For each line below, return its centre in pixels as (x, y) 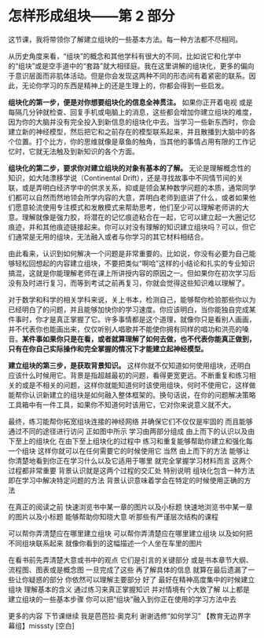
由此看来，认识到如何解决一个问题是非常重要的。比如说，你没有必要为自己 (128, 253)
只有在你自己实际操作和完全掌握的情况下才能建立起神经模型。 (108, 348)
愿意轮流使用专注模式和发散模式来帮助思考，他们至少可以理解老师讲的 (128, 207)
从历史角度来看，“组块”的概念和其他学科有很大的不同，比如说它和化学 (121, 56)
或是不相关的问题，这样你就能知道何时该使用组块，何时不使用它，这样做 (139, 385)
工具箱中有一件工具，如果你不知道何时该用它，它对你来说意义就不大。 (122, 405)
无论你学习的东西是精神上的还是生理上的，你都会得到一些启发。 (125, 85)
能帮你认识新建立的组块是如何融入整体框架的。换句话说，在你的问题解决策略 (132, 394)
